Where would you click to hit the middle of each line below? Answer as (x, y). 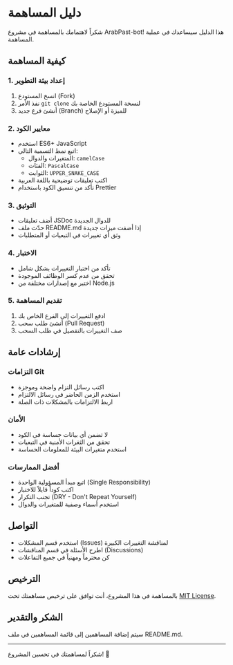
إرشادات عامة (34, 352)
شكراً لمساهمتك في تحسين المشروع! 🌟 (59, 654)
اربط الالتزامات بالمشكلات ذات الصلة (65, 402)
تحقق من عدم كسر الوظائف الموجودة (66, 275)
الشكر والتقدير (35, 618)
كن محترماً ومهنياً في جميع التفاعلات (64, 557)
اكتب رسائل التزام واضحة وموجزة (61, 387)
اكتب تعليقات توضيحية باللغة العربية (63, 180)
